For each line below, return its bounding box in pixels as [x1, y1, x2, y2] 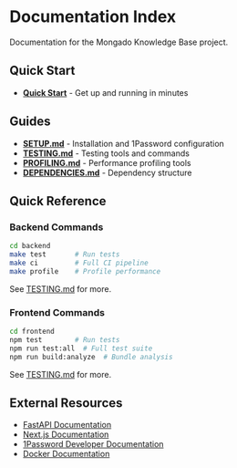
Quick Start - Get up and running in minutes [22, 87, 189, 98]
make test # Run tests [9, 250, 120, 259]
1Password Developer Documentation [22, 439, 164, 450]
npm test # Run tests [9, 335, 120, 344]
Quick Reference [9, 193, 107, 209]
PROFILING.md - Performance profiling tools [22, 157, 191, 168]
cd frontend [9, 327, 55, 337]
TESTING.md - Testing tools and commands [22, 148, 190, 159]
